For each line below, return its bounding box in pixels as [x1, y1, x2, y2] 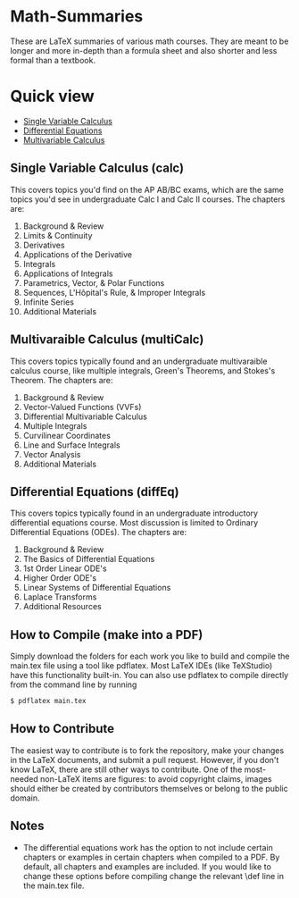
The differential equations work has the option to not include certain [22, 842, 273, 852]
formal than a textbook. [10, 55, 96, 65]
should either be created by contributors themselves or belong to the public [10, 783, 288, 793]
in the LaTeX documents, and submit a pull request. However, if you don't [10, 754, 279, 765]
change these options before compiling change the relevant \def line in [22, 870, 285, 881]
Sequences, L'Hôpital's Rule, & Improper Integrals [22, 287, 206, 298]
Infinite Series [22, 297, 75, 307]
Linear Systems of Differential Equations [22, 583, 171, 593]
